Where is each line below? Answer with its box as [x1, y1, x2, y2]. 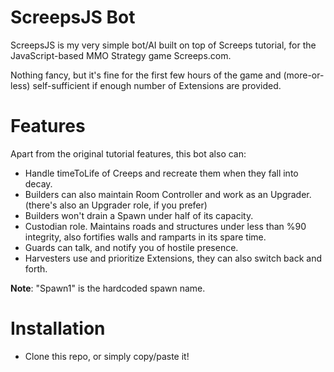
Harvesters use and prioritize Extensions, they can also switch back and [24, 252, 323, 264]
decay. [24, 177, 53, 190]
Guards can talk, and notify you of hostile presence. [24, 241, 239, 253]
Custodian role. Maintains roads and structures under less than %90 [24, 220, 307, 232]
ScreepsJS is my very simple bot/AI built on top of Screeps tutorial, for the [10, 39, 317, 51]
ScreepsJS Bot [10, 6, 136, 29]
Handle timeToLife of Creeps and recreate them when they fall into [24, 167, 299, 179]
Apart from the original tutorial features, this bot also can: [10, 147, 247, 160]
